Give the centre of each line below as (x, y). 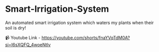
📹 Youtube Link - (23, 37)
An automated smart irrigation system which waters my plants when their (79, 23)
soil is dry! (16, 27)
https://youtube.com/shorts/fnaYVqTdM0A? (86, 37)
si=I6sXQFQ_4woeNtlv (28, 45)
